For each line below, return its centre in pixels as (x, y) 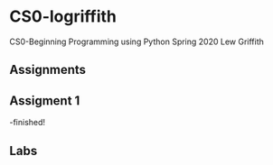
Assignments (48, 70)
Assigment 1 (45, 101)
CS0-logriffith (63, 17)
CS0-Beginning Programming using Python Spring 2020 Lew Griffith (136, 41)
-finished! (28, 123)
